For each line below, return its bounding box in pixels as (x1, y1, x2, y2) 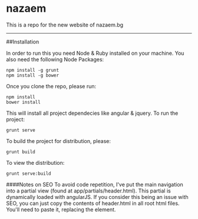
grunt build (6, 149, 35, 155)
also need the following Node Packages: (6, 55, 104, 63)
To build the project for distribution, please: (6, 137, 111, 144)
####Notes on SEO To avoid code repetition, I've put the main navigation (6, 181, 184, 188)
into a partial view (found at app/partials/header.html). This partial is (6, 187, 171, 194)
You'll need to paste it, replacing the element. (6, 205, 116, 213)
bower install (6, 99, 41, 105)
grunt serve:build (6, 170, 51, 177)
